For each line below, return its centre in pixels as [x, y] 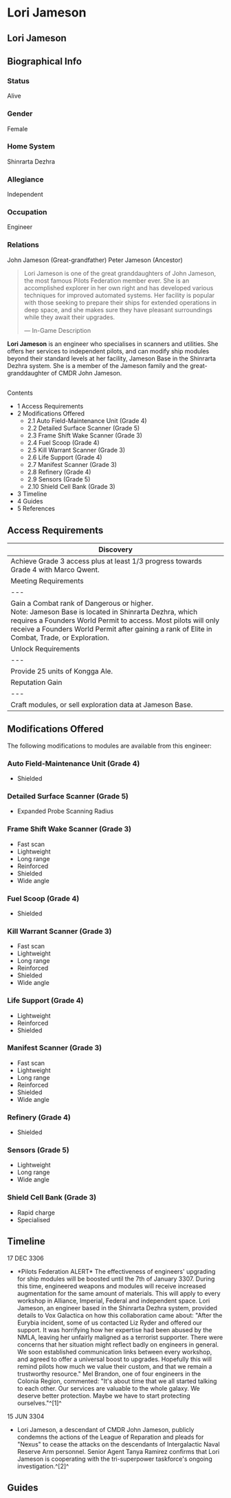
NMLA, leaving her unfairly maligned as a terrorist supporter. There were [120, 1337]
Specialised [33, 1219]
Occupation [27, 213]
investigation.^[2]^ [43, 1466]
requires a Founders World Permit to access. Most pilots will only [115, 620]
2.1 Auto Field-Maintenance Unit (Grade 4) [87, 421]
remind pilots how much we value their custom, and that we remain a [114, 1366]
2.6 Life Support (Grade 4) [65, 457]
